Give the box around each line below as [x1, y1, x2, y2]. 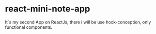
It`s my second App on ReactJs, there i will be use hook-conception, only [5, 19, 151, 25]
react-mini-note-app [5, 3, 91, 14]
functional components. [5, 24, 52, 30]
